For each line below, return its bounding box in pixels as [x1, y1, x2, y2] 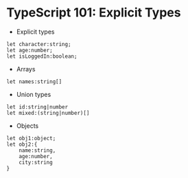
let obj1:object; [6, 135, 56, 142]
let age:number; [6, 47, 53, 54]
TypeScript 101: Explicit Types [6, 5, 181, 21]
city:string [19, 159, 53, 166]
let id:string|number [6, 103, 69, 111]
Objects [16, 122, 39, 130]
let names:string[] [6, 78, 62, 85]
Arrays [16, 65, 36, 73]
